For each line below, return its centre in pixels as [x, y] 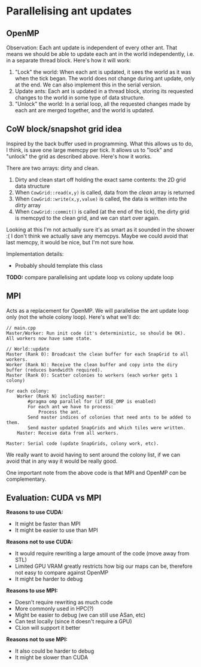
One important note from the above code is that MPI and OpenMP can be [96, 472]
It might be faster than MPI [48, 524]
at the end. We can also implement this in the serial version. [88, 85]
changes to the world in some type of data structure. [80, 98]
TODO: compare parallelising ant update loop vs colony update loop [90, 277]
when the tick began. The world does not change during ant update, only [105, 78]
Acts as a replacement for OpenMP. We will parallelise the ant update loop [98, 310]
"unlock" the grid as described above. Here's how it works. [79, 156]
